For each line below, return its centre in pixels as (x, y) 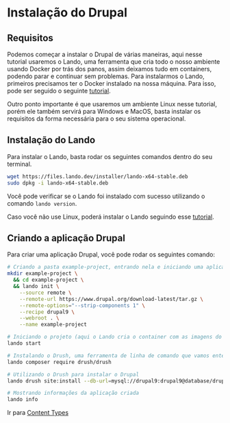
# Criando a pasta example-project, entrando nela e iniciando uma (105, 267)
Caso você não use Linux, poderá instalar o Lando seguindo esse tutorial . (111, 217)
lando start (24, 343)
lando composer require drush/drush (59, 362)
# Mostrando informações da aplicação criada (73, 393)
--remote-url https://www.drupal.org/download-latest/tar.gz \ (112, 299)
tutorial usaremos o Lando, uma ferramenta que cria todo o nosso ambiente (114, 62)
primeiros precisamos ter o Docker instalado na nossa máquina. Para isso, (112, 83)
